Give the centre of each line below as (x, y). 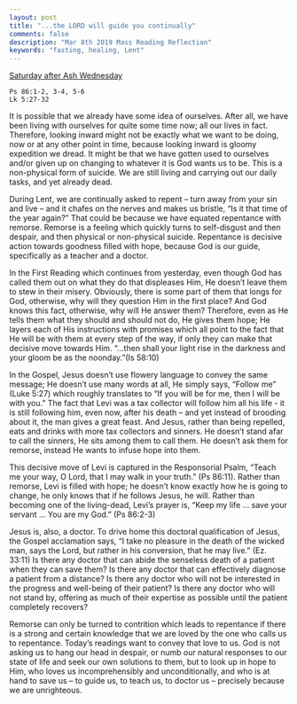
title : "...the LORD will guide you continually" (103, 26)
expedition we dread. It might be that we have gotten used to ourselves (139, 154)
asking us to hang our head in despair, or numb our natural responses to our (148, 653)
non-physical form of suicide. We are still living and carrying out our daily (143, 173)
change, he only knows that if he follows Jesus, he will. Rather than (132, 496)
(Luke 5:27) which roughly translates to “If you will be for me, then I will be (145, 394)
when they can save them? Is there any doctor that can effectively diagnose (148, 569)
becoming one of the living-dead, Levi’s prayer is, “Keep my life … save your (148, 505)
